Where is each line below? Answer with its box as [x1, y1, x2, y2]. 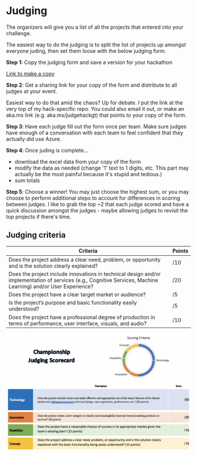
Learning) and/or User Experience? [8, 283, 94, 290]
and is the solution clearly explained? [8, 262, 98, 269]
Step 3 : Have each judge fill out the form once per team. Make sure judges [6, 123, 186, 130]
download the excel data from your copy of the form [14, 158, 141, 165]
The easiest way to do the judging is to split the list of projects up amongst [6, 41, 186, 48]
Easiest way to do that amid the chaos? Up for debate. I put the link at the [6, 99, 184, 106]
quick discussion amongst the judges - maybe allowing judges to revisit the [6, 207, 188, 214]
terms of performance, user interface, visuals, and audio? [8, 320, 147, 327]
